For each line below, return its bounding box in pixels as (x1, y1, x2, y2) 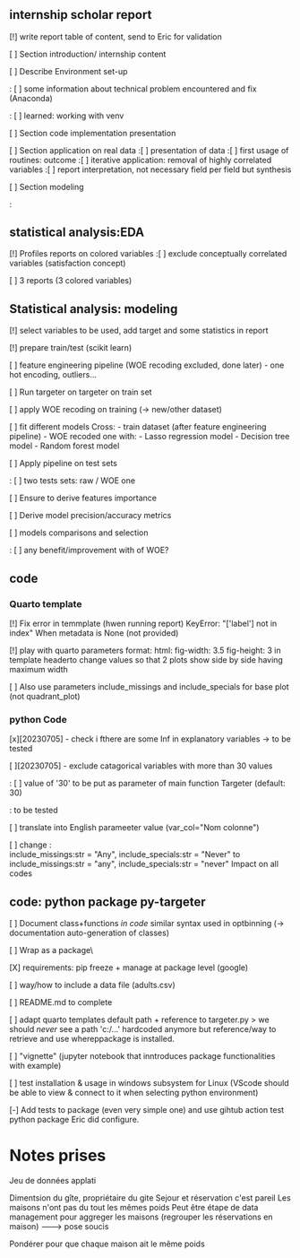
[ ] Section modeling (9, 181, 84, 192)
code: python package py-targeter (9, 894, 206, 909)
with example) (9, 1061, 62, 1071)
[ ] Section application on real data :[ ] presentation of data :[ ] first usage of (9, 144, 289, 155)
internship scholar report (9, 7, 152, 22)
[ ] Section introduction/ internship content (9, 48, 167, 59)
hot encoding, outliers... (9, 369, 97, 380)
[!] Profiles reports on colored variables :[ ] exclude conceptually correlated (9, 248, 287, 259)
